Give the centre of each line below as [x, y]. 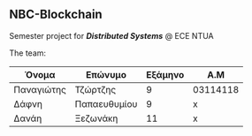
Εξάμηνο [165, 74]
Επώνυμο [106, 74]
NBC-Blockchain [56, 15]
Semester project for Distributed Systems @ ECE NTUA [111, 35]
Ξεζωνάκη [96, 118]
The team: [28, 53]
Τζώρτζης [95, 89]
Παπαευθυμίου [106, 103]
